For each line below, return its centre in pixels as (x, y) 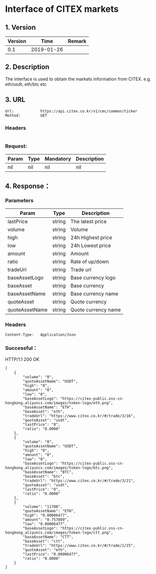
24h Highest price (91, 237)
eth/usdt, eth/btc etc (26, 84)
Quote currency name (96, 310)
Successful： (21, 348)
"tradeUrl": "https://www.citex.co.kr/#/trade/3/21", (79, 481)
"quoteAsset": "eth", (45, 550)
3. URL (15, 100)
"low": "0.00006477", (45, 524)
